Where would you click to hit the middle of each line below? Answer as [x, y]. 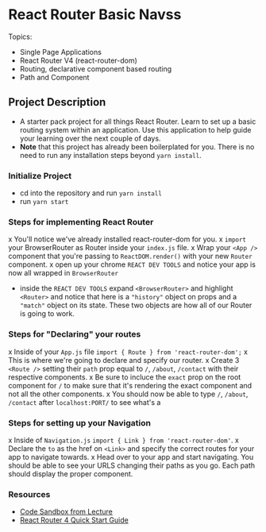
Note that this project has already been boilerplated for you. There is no [137, 146]
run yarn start [44, 202]
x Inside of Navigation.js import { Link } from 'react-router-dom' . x [124, 440]
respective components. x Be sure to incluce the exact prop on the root [125, 377]
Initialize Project [40, 175]
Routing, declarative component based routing [96, 68]
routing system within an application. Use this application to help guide [135, 129]
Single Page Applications [60, 52]
